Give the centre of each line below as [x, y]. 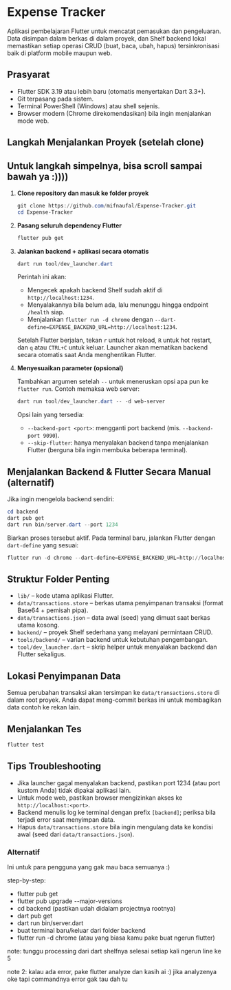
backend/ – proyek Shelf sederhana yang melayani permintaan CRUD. [115, 632]
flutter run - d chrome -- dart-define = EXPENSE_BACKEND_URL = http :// [104, 558]
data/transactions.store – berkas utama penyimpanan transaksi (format [120, 603]
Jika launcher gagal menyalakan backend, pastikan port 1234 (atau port [119, 782]
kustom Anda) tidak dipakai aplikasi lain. [74, 790]
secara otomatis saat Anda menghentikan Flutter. [87, 355]
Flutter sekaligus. [42, 654]
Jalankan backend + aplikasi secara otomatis [83, 251]
